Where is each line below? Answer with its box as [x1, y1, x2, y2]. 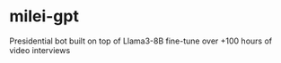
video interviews [9, 44, 71, 55]
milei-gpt [9, 6, 79, 27]
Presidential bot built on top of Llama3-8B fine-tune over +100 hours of [9, 35, 272, 46]
